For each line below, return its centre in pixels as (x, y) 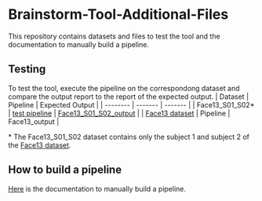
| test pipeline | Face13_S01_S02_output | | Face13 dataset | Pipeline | (119, 113)
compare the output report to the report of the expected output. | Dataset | (129, 97)
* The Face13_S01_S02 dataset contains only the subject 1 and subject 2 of (129, 137)
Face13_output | (34, 121)
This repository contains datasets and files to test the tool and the (115, 36)
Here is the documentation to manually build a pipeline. (97, 188)
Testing (27, 69)
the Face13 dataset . (40, 145)
